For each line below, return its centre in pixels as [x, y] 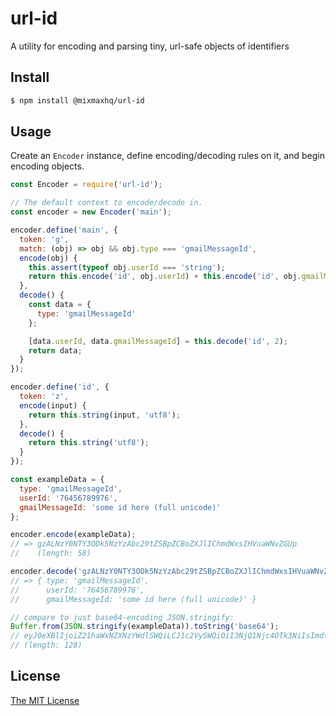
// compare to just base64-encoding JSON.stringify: [122, 617]
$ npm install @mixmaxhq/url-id [77, 100]
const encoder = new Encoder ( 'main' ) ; [91, 212]
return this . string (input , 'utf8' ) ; [105, 415]
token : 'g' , [44, 239]
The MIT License [45, 700]
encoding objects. [47, 166]
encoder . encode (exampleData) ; [73, 535]
